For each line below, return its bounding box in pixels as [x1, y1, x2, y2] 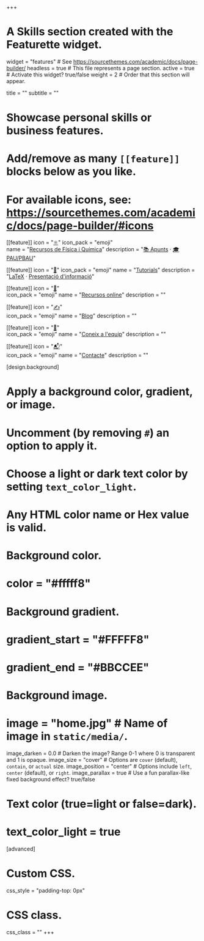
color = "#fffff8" [6, 577, 91, 591]
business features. [6, 124, 104, 138]
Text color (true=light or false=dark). [6, 797, 197, 811]
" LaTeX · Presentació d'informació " [6, 273, 95, 280]
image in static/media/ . [6, 729, 128, 744]
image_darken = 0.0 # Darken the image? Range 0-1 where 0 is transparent [6, 750, 195, 757]
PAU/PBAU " [6, 254, 36, 262]
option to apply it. [6, 438, 98, 452]
